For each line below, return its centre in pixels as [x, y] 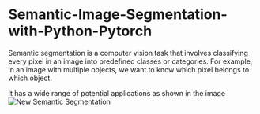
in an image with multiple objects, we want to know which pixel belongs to [129, 69]
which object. [30, 78]
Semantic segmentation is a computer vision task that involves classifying [128, 53]
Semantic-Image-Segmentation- [118, 15]
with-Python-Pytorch [80, 31]
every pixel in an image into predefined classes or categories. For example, [130, 61]
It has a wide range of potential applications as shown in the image [117, 93]
